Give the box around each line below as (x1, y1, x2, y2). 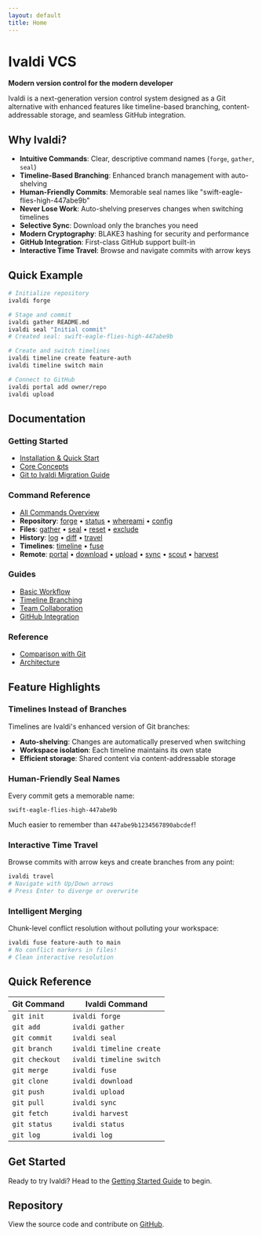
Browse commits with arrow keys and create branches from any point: (8, 858, 235, 867)
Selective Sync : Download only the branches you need (19, 221, 198, 230)
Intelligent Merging (8, 905, 82, 916)
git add (12, 1022, 41, 1031)
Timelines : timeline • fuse (19, 541, 104, 550)
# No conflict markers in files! (8, 946, 118, 954)
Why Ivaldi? (8, 133, 67, 146)
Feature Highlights (8, 680, 100, 693)
